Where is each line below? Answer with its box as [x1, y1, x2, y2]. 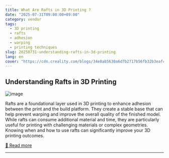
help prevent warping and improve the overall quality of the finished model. [5, 111, 161, 117]
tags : [5, 21, 17, 27]
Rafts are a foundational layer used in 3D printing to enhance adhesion [5, 101, 151, 107]
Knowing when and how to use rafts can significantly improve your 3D [5, 127, 151, 133]
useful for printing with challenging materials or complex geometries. [5, 122, 148, 128]
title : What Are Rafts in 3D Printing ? [5, 7, 92, 13]
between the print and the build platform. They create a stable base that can [5, 106, 163, 112]
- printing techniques [10, 45, 57, 50]
